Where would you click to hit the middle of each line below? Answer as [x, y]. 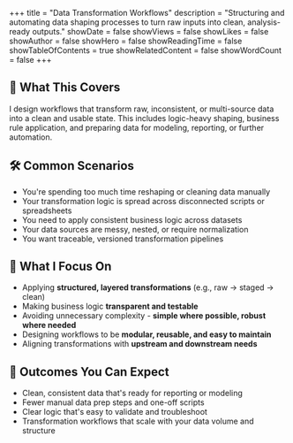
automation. [31, 137]
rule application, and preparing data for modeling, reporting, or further [137, 127]
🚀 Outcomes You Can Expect [89, 372]
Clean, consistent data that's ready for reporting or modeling [132, 393]
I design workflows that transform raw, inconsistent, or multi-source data [142, 109]
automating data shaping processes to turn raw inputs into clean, [127, 22]
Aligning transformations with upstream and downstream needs [139, 344]
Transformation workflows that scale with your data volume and [138, 421]
